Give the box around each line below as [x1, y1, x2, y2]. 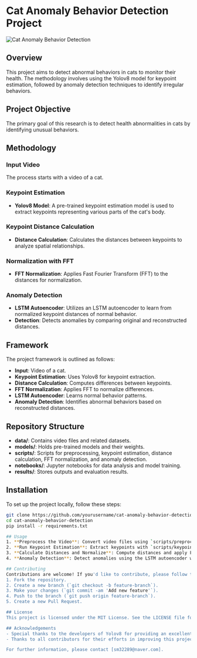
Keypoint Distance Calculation [6, 223, 95, 231]
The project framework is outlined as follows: [6, 356, 116, 363]
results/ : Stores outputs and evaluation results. [14, 468, 129, 476]
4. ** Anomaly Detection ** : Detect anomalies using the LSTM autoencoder [6, 555, 188, 561]
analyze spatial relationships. [14, 242, 85, 249]
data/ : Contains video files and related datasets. [14, 437, 131, 444]
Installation [6, 485, 48, 495]
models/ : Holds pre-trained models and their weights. [14, 443, 145, 450]
